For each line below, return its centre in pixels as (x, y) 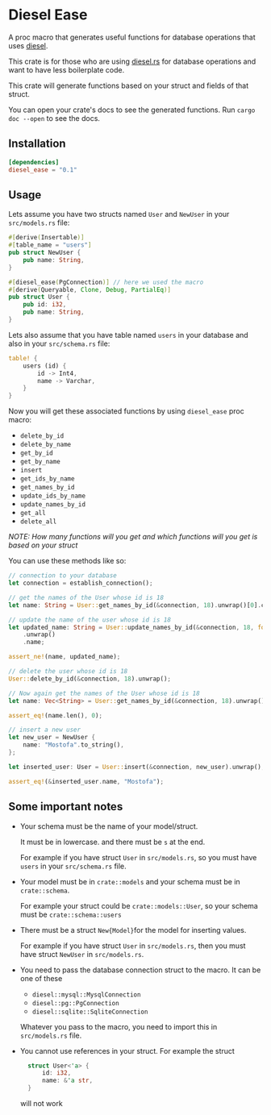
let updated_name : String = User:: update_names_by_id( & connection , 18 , (131, 627)
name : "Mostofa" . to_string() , (74, 745)
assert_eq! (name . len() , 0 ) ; (56, 715)
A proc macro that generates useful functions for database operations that (132, 37)
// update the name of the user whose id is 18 (90, 620)
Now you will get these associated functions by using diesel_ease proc (126, 411)
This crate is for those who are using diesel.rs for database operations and (132, 61)
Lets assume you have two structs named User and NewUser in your (119, 214)
